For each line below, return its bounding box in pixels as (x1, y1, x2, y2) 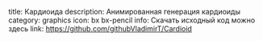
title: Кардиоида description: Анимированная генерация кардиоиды (8, 7, 240, 16)
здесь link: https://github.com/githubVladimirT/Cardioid (8, 24, 192, 33)
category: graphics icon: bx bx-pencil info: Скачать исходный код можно (8, 15, 256, 25)
